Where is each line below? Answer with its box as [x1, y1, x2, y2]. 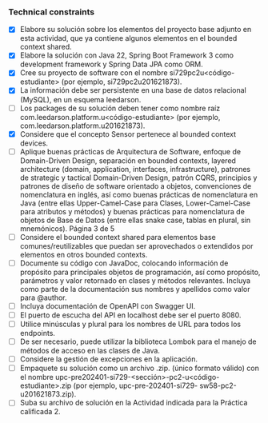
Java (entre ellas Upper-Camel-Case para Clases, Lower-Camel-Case [19, 198, 250, 208]
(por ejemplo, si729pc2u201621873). [61, 77, 182, 86]
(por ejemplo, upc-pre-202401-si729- [73, 381, 198, 390]
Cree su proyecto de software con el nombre [19, 68, 168, 78]
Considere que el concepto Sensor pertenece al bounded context [19, 129, 237, 138]
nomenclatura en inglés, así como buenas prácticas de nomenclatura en [19, 190, 258, 199]
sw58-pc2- [199, 381, 238, 390]
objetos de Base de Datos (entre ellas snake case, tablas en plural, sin [19, 215, 251, 225]
